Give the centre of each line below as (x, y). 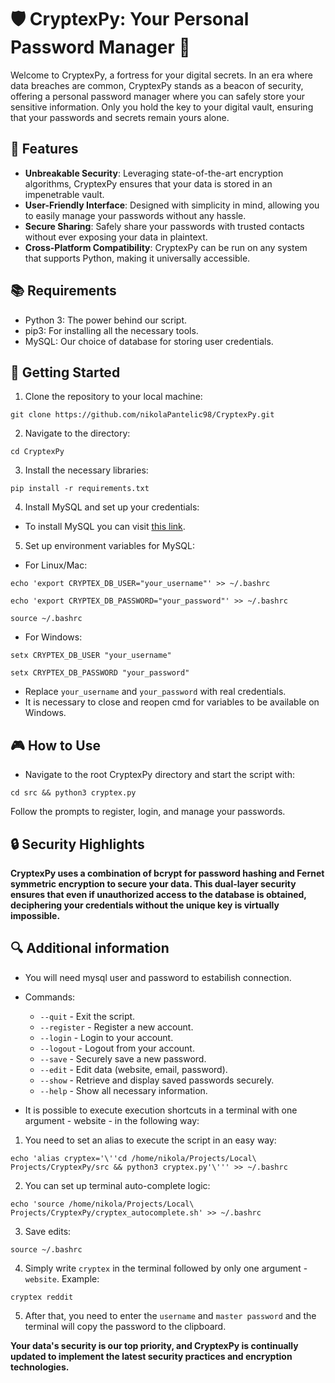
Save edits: (48, 1231)
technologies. (40, 1367)
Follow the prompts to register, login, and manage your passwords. (148, 812)
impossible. (35, 915)
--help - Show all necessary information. (123, 1090)
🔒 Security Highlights (77, 844)
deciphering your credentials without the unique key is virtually (145, 905)
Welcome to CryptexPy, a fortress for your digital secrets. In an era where (161, 75)
